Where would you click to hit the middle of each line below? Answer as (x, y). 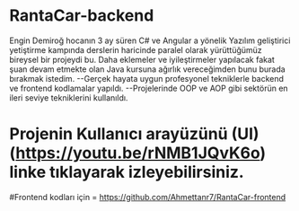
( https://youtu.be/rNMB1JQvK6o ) (138, 153)
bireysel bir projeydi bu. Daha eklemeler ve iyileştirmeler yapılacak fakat (142, 59)
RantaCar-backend (82, 16)
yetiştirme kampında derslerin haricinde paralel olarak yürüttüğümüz (136, 49)
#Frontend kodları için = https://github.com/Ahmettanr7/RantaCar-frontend (148, 197)
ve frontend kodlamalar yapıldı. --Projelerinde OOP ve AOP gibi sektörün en (149, 88)
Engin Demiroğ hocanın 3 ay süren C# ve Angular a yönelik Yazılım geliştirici (150, 40)
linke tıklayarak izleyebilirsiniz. (127, 172)
